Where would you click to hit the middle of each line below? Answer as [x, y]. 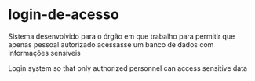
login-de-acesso [64, 15]
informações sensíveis [44, 53]
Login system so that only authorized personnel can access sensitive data [128, 68]
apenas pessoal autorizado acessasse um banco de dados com [111, 44]
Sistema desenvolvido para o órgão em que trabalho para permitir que [122, 36]
